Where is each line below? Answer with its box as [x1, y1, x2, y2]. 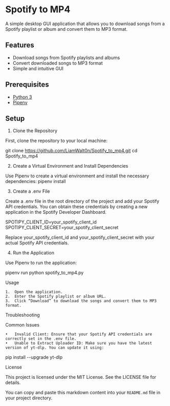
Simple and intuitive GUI [12, 65, 64, 71]
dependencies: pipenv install [5, 178, 66, 185]
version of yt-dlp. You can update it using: [5, 345, 104, 351]
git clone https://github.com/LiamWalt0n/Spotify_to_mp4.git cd [5, 148, 138, 154]
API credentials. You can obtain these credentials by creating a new [5, 204, 148, 210]
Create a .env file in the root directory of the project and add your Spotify [5, 198, 160, 205]
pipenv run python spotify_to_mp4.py [5, 270, 84, 276]
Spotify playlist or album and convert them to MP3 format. [5, 26, 128, 32]
